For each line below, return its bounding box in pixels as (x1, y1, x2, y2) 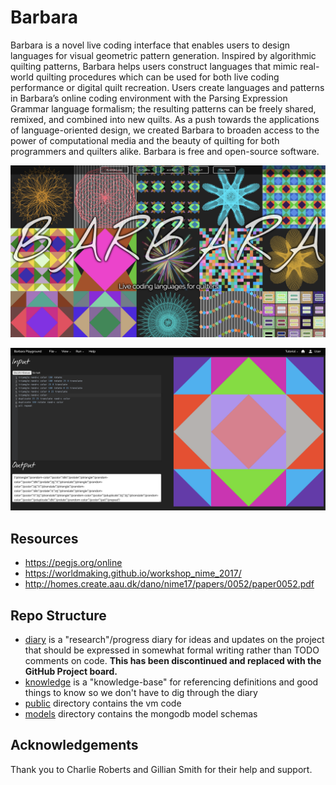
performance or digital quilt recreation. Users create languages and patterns (10, 81, 325, 93)
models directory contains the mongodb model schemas (24, 708, 258, 720)
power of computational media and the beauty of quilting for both (10, 134, 280, 146)
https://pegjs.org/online (24, 557, 123, 569)
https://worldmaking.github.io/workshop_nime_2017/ (24, 567, 242, 580)
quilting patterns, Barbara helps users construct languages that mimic (10, 60, 298, 72)
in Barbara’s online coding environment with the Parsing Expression (10, 92, 288, 104)
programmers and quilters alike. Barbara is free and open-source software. (10, 145, 320, 157)
